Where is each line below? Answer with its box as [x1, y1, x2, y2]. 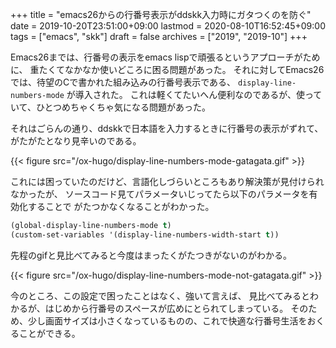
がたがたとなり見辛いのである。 [10, 135, 142, 147]
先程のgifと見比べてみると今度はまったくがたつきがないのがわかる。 [10, 249, 293, 261]
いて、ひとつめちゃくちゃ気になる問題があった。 [10, 101, 211, 113]
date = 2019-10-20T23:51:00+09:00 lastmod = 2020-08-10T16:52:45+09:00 [10, 20, 326, 32]
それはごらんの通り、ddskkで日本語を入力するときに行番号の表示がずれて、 [10, 123, 324, 134]
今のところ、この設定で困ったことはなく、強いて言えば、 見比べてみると [10, 289, 310, 302]
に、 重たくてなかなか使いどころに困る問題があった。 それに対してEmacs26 [10, 64, 325, 75]
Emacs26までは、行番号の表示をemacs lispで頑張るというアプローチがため [10, 51, 321, 63]
